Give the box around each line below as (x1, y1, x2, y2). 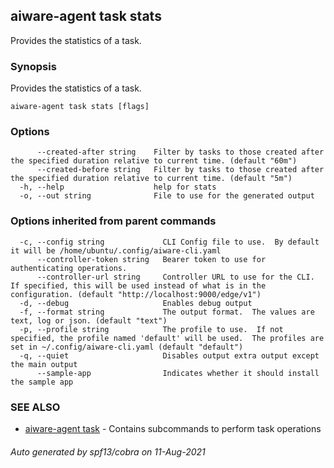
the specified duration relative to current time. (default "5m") (10, 174, 293, 184)
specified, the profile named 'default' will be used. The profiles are (10, 333, 325, 343)
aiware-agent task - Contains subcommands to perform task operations (24, 423, 322, 434)
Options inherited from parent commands (10, 214, 217, 228)
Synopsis (10, 59, 57, 73)
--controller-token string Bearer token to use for (36, 254, 267, 264)
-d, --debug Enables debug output (19, 298, 253, 308)
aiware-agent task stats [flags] (10, 102, 150, 112)
